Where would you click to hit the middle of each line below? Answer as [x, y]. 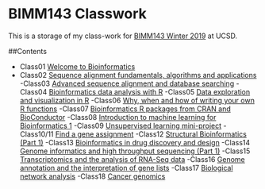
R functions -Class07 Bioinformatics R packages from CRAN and [125, 109]
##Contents [28, 51]
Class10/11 [36, 134]
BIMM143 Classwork [77, 14]
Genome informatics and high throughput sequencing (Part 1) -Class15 [135, 151]
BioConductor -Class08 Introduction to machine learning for [118, 117]
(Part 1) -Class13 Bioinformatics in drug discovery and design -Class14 [135, 142]
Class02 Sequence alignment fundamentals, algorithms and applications [138, 75]
